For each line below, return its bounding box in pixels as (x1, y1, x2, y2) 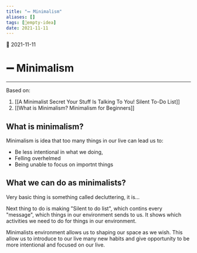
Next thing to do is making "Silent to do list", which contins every (6, 205, 162, 212)
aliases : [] (6, 14, 35, 20)
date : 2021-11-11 (6, 25, 49, 31)
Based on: (6, 87, 30, 94)
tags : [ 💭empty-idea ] (6, 19, 57, 25)
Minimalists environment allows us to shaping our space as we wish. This (6, 228, 183, 235)
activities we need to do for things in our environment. (6, 217, 137, 224)
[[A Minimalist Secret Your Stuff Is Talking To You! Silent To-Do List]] (14, 98, 180, 106)
